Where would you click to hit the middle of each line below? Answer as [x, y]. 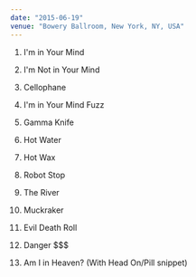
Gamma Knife [49, 122]
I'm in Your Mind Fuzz [64, 104]
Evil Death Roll [50, 227]
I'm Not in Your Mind [61, 70]
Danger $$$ [46, 244]
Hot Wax [39, 157]
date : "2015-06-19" [47, 18]
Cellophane [45, 87]
